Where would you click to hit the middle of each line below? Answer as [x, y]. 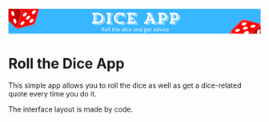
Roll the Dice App [66, 63]
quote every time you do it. [53, 94]
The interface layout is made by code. [71, 109]
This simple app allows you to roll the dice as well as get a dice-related [125, 85]
